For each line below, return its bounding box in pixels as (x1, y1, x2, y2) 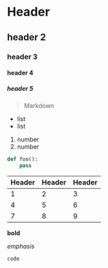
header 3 (7, 52, 38, 62)
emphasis (7, 242, 35, 250)
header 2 (7, 31, 46, 43)
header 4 (7, 69, 33, 77)
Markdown (23, 102, 55, 110)
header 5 (7, 84, 33, 92)
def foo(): (7, 156, 38, 163)
